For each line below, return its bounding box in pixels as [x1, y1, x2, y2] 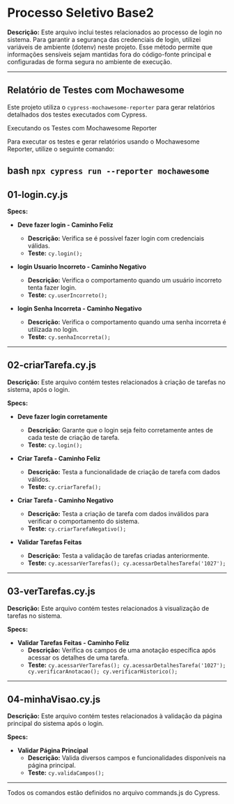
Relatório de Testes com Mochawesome [7, 84, 185, 96]
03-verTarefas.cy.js [7, 586, 96, 598]
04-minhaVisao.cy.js [7, 693, 101, 705]
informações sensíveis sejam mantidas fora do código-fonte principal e [7, 50, 212, 59]
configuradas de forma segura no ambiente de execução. [7, 57, 173, 66]
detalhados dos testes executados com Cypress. [7, 110, 148, 119]
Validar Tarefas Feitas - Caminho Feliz [17, 638, 130, 646]
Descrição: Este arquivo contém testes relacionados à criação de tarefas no [7, 378, 226, 386]
